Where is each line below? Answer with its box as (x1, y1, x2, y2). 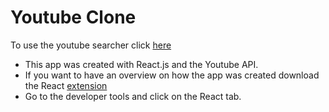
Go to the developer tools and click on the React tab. (24, 90, 242, 102)
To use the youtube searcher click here (10, 39, 172, 51)
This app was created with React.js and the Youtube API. (24, 58, 259, 70)
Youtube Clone (10, 6, 137, 29)
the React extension (24, 79, 108, 91)
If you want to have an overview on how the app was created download (24, 69, 320, 81)
